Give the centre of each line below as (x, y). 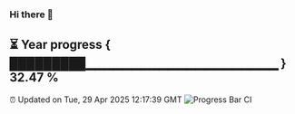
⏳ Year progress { (60, 45)
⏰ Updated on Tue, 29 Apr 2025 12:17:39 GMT (96, 100)
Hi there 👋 (32, 14)
